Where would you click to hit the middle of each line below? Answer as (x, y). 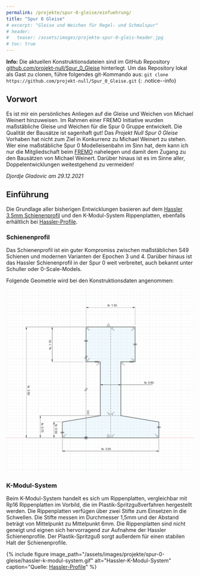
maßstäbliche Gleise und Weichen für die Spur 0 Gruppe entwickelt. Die (94, 126)
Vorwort (22, 99)
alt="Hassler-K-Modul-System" (133, 561)
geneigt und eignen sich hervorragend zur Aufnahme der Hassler (86, 530)
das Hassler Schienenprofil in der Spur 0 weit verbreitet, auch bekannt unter (100, 263)
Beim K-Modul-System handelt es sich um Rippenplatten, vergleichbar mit (97, 498)
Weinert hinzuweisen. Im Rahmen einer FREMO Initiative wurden (85, 120)
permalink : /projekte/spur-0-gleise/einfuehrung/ (69, 13)
